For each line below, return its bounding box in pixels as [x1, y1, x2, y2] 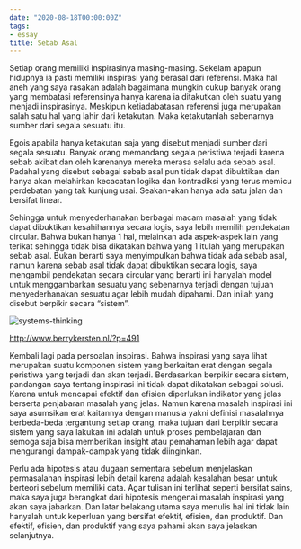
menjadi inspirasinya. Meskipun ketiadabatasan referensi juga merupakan [9, 101, 281, 112]
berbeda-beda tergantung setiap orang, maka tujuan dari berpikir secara [9, 417, 279, 428]
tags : [9, 22, 30, 31]
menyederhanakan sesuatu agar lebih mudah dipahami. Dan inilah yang [9, 288, 274, 299]
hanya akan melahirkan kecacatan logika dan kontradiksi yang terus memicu [9, 176, 292, 187]
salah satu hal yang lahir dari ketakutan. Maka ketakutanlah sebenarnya [9, 111, 274, 121]
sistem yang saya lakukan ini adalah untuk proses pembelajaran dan [9, 427, 261, 438]
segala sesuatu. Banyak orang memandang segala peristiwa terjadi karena [9, 147, 285, 158]
